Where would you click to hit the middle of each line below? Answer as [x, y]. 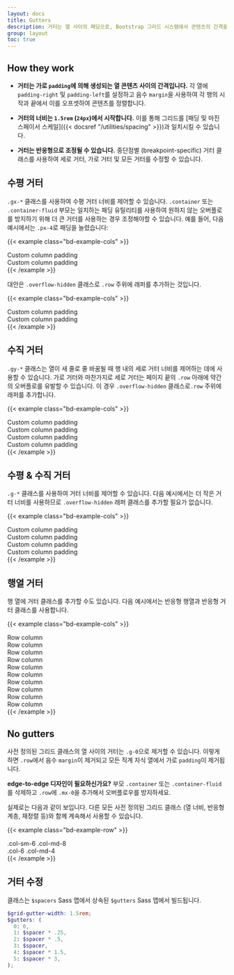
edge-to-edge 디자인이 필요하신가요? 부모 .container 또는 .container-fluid [115, 784]
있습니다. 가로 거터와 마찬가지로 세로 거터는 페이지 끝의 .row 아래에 [118, 377]
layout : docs [26, 14]
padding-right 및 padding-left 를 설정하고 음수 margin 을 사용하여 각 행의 [117, 94]
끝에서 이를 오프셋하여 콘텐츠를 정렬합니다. [88, 103]
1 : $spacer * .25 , [40, 933]
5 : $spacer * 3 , [37, 959]
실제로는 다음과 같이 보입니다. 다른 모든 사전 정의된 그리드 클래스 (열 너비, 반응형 [116, 807]
